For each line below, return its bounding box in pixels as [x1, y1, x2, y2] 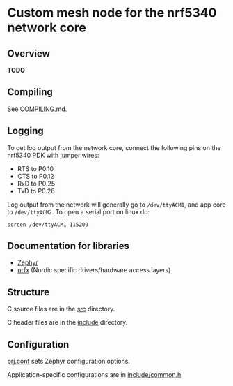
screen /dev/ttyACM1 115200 [7, 221, 89, 228]
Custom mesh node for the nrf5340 [7, 5, 217, 21]
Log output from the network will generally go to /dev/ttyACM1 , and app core [7, 200, 226, 209]
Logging [7, 125, 44, 137]
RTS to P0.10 [17, 164, 54, 172]
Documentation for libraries [7, 240, 130, 252]
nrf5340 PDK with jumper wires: [7, 151, 99, 159]
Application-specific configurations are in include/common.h [7, 371, 182, 379]
